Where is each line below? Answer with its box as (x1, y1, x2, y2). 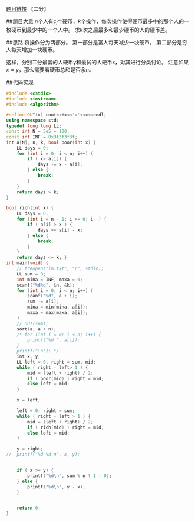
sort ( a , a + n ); (16, 326, 57, 332)
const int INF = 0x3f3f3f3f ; (6, 134, 78, 140)
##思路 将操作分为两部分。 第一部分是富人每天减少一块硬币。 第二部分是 (6, 38, 183, 46)
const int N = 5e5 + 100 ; (6, 129, 70, 135)
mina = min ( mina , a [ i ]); (27, 304, 88, 310)
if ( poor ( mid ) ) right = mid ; (27, 375, 104, 381)
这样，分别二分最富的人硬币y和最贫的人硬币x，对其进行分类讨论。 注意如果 (6, 59, 189, 66)
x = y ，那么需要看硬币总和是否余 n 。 (6, 66, 94, 73)
